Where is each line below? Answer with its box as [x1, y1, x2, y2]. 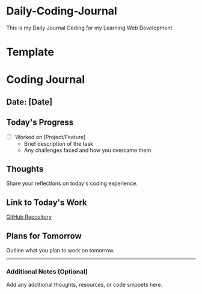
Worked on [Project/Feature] [14, 133, 86, 140]
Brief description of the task [23, 140, 93, 147]
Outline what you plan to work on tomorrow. [6, 247, 115, 254]
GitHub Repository [6, 213, 52, 220]
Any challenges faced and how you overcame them [23, 146, 151, 154]
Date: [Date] [6, 96, 53, 107]
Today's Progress [6, 117, 74, 128]
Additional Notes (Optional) [6, 267, 88, 275]
